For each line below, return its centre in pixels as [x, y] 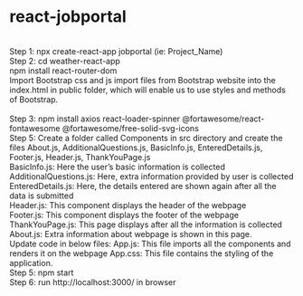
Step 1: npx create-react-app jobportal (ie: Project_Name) [116, 51]
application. [31, 263]
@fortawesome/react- [223, 119]
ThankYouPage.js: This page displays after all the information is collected [146, 224]
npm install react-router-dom [63, 71]
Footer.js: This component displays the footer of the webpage [124, 215]
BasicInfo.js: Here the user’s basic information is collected [118, 167]
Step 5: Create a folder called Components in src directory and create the [146, 138]
